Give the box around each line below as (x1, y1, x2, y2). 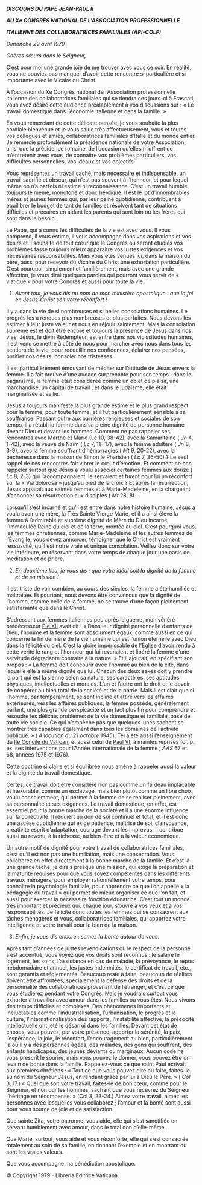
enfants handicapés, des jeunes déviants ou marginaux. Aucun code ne (6, 1048, 184, 1055)
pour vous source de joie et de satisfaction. (6, 1106, 114, 1112)
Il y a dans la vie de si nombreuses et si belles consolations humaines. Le (6, 308, 188, 315)
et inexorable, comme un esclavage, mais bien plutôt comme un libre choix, (6, 787, 194, 795)
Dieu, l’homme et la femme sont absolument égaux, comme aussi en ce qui (6, 629, 193, 636)
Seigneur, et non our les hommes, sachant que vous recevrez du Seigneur (6, 1086, 191, 1093)
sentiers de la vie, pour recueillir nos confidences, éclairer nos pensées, (6, 346, 185, 353)
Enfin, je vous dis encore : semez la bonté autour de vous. (14, 933, 160, 940)
